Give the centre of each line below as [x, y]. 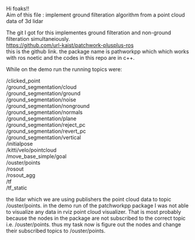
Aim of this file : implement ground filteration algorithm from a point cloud [95, 15]
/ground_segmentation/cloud [41, 87]
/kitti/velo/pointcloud [32, 150]
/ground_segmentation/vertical [44, 137]
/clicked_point [23, 81]
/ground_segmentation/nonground [48, 106]
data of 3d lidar [25, 21]
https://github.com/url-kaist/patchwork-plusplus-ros [70, 45]
